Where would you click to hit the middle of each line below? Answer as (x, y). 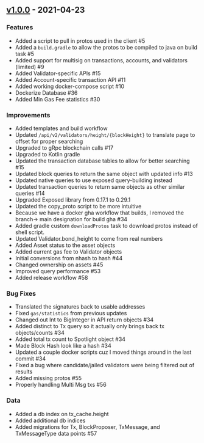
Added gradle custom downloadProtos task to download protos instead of (106, 225)
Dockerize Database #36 (46, 93)
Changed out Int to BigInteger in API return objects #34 (84, 320)
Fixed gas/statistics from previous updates (71, 313)
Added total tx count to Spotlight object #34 (70, 339)
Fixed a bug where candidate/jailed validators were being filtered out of (105, 365)
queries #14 (30, 193)
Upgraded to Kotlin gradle (47, 154)
